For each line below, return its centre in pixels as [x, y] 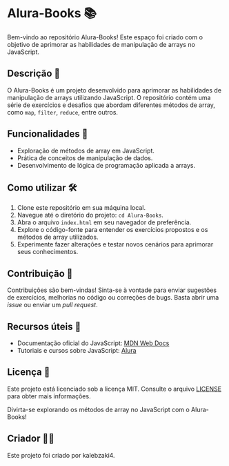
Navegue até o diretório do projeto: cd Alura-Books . [90, 215]
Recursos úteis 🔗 [44, 326]
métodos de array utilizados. [58, 237]
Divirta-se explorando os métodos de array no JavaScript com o [98, 409]
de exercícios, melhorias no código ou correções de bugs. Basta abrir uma [113, 298]
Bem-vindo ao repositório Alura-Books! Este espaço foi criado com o [105, 37]
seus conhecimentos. [48, 252]
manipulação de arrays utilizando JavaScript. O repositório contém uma [109, 97]
